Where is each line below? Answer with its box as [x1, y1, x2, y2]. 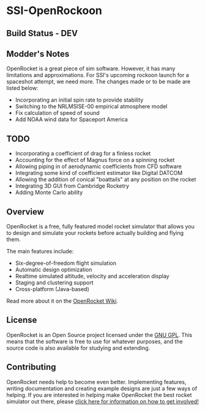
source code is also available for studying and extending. [6, 344, 151, 352]
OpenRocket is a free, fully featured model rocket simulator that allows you [6, 223, 195, 230]
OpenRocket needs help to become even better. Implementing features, [6, 378, 187, 385]
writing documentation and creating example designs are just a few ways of [6, 385, 198, 392]
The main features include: [6, 248, 74, 255]
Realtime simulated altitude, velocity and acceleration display [15, 273, 170, 280]
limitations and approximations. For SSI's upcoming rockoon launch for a [6, 72, 190, 79]
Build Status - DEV [6, 28, 78, 39]
